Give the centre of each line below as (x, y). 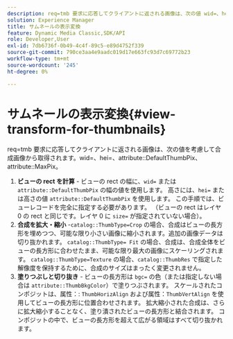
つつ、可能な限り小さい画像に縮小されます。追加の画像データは (132, 234)
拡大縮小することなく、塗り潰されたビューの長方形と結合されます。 (120, 311)
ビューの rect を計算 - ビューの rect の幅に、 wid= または (97, 182)
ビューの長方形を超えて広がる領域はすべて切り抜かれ (147, 320)
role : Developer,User (38, 40)
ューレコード (35, 207)
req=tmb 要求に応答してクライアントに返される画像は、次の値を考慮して (111, 149)
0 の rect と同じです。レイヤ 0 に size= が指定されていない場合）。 (111, 216)
